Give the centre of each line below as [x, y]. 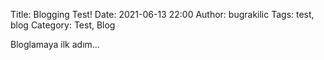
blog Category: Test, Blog [63, 25]
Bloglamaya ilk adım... [55, 44]
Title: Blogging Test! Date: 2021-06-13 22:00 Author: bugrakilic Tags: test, [162, 14]
